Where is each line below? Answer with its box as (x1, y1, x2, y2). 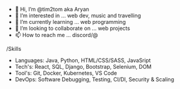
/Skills (6, 45, 22, 52)
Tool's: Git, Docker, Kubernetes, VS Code (14, 69, 117, 76)
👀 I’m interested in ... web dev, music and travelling (14, 12, 141, 19)
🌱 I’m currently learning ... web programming (14, 19, 126, 25)
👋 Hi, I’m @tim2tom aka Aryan (14, 6, 89, 13)
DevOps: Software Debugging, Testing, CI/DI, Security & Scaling (14, 76, 175, 83)
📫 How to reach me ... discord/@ (14, 32, 98, 38)
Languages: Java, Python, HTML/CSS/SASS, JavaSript (14, 57, 151, 64)
